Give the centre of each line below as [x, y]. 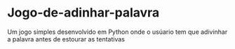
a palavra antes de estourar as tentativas [66, 39]
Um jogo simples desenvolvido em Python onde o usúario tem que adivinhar [117, 32]
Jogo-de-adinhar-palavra [83, 13]
